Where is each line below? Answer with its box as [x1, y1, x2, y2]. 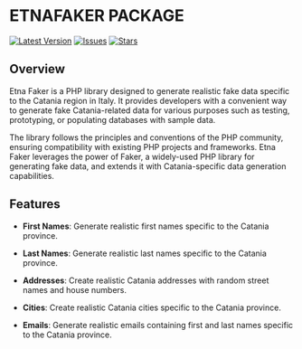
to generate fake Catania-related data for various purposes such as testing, [9, 105, 290, 116]
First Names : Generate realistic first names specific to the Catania [22, 221, 269, 231]
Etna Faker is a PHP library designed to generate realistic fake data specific [9, 85, 290, 96]
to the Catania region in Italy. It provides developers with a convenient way [9, 95, 288, 106]
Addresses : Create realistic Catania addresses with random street [22, 275, 269, 286]
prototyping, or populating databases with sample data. [9, 114, 216, 125]
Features [9, 196, 61, 212]
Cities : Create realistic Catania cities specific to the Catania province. [22, 302, 282, 313]
